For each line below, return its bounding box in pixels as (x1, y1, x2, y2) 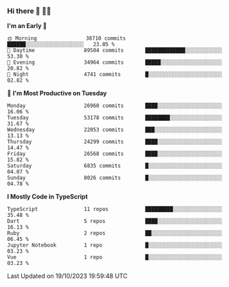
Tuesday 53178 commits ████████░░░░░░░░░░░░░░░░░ (7, 115, 223, 122)
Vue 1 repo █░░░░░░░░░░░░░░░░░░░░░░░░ (7, 254, 223, 261)
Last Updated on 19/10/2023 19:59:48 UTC (7, 272, 128, 280)
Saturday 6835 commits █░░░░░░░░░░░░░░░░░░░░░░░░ (7, 163, 223, 170)
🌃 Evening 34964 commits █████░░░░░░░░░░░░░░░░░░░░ (7, 59, 223, 66)
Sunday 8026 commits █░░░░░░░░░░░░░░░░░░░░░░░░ (7, 174, 223, 181)
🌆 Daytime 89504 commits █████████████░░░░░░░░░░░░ (7, 47, 223, 54)
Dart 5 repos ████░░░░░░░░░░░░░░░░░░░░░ (7, 218, 223, 225)
